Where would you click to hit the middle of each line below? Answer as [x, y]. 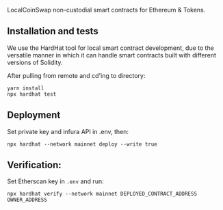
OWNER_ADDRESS [27, 200]
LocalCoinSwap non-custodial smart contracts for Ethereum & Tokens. [106, 10]
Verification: [34, 165]
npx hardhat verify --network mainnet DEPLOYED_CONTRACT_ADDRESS [102, 194]
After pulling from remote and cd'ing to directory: [76, 75]
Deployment [34, 115]
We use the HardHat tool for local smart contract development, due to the [110, 48]
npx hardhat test [32, 94]
